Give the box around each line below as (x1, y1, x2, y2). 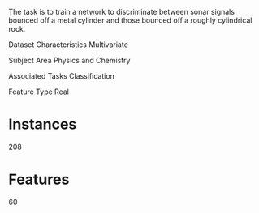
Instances (8, 115, 77, 134)
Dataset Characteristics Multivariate (8, 40, 128, 49)
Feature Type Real (8, 87, 69, 96)
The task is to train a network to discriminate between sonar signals (8, 7, 235, 16)
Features (8, 170, 70, 189)
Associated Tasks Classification (8, 71, 115, 80)
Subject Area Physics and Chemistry (8, 56, 131, 65)
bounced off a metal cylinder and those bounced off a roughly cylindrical (8, 15, 253, 25)
